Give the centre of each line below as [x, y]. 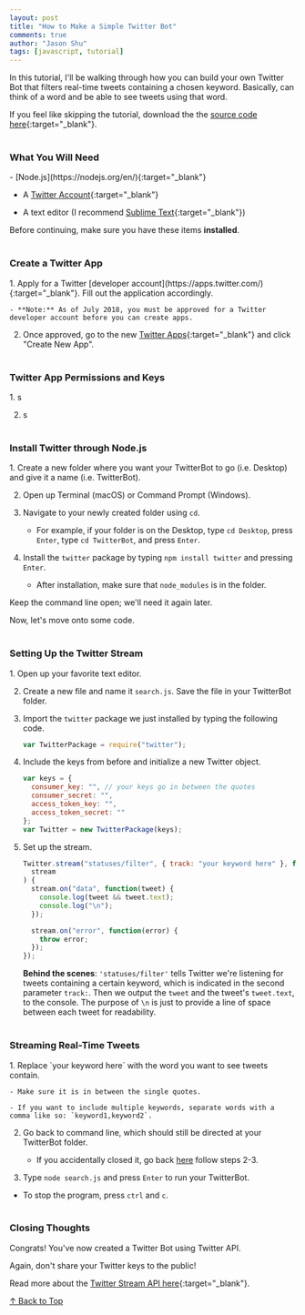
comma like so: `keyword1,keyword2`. [81, 1116]
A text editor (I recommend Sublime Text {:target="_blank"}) [134, 212]
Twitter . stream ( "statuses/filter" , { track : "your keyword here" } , [155, 864]
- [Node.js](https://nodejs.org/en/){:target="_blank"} [108, 177]
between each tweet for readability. [89, 1012]
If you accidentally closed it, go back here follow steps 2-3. [147, 1159]
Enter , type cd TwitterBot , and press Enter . [118, 540]
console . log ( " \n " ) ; [76, 905]
